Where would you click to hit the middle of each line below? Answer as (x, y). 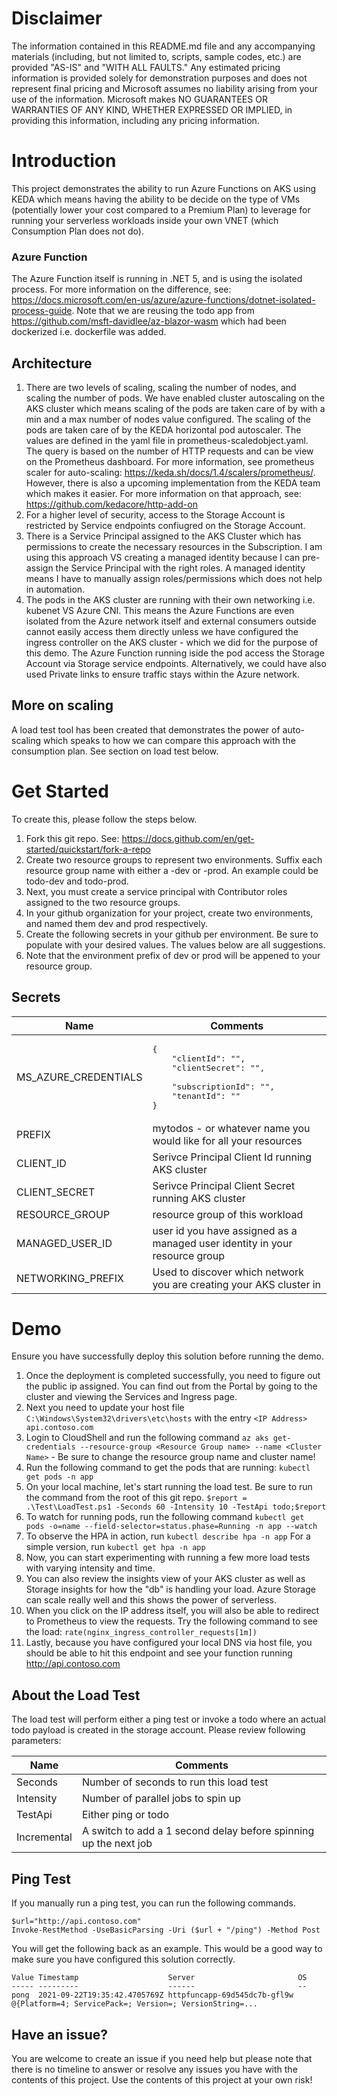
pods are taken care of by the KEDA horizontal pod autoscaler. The (163, 429)
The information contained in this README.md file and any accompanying (163, 46)
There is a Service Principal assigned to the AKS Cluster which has (163, 536)
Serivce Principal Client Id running (232, 1157)
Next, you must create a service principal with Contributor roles (156, 891)
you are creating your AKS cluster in (237, 1284)
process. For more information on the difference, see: (121, 289)
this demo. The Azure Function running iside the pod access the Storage (175, 653)
